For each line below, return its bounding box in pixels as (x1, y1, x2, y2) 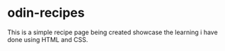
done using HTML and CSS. (7, 35, 88, 43)
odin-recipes (7, 5, 85, 21)
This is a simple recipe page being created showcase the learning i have (7, 28, 218, 36)
